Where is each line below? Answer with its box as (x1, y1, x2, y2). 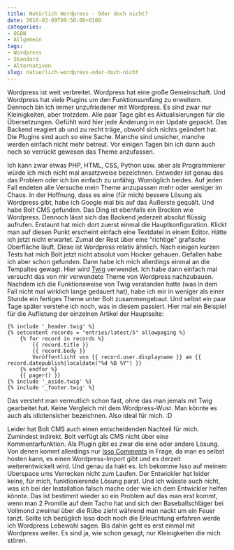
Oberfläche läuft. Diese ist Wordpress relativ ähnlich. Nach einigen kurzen (7, 243, 220, 251)
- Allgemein (7, 36, 42, 43)
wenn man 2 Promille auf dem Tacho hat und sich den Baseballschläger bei (7, 499, 224, 507)
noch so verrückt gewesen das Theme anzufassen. (7, 147, 155, 156)
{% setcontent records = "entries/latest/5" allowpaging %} (7, 329, 187, 336)
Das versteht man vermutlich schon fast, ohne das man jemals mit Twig (7, 396, 213, 405)
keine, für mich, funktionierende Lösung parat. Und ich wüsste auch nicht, (7, 477, 221, 485)
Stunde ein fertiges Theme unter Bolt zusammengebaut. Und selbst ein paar (7, 294, 227, 303)
